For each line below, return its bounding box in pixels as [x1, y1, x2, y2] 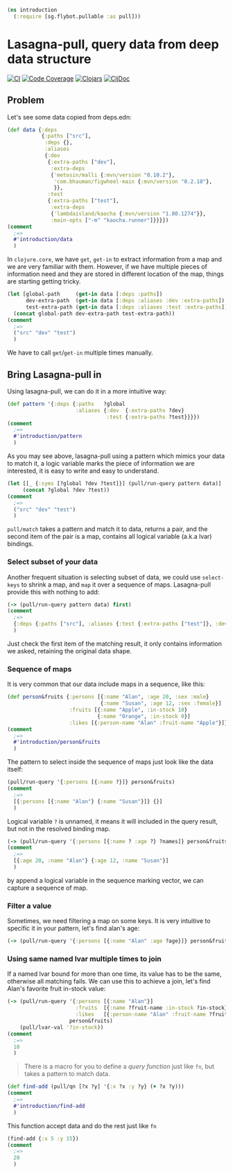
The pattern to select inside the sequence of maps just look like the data [7, 758, 214, 766]
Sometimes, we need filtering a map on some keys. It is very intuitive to [7, 917, 211, 925]
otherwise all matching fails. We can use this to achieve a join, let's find [7, 977, 211, 986]
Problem [7, 95, 45, 106]
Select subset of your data [7, 557, 98, 566]
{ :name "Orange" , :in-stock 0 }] [96, 712, 191, 719]
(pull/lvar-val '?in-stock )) [19, 1024, 104, 1031]
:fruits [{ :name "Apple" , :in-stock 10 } [69, 706, 188, 714]
